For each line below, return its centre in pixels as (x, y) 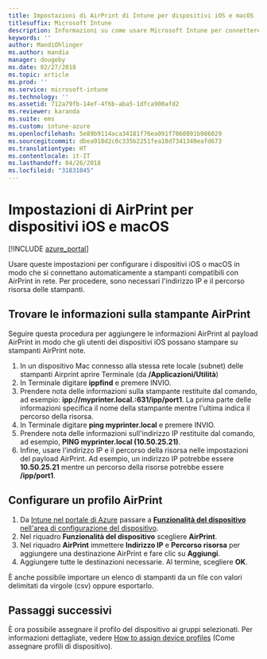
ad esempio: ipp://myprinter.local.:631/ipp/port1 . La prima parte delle (135, 399)
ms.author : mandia (39, 52)
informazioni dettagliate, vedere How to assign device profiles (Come (122, 638)
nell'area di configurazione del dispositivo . (89, 528)
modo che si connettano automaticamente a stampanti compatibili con (124, 272)
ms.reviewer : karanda (44, 112)
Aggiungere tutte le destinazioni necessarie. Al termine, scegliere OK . (133, 561)
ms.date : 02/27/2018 (43, 67)
